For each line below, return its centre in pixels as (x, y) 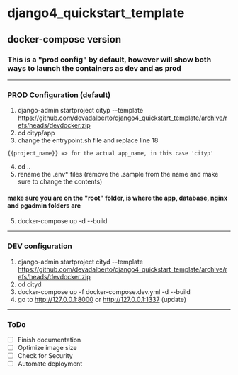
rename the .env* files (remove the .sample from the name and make (118, 174)
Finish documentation (49, 340)
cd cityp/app (36, 133)
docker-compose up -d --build (62, 221)
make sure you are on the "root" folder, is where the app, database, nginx (118, 198)
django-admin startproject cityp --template (80, 111)
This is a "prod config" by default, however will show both (109, 60)
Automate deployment (50, 364)
